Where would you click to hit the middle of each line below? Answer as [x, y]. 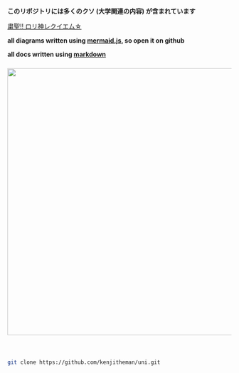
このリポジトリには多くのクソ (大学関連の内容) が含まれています [101, 11]
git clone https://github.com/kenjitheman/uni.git [84, 362]
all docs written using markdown [57, 54]
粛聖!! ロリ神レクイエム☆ [44, 26]
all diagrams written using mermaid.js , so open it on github [96, 41]
